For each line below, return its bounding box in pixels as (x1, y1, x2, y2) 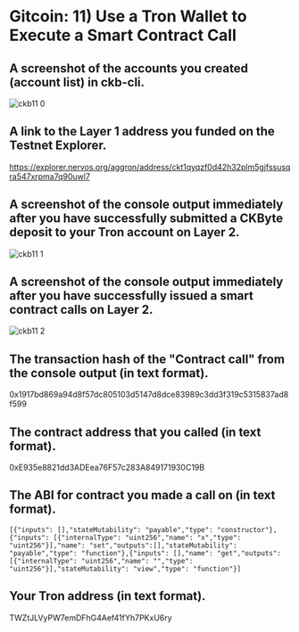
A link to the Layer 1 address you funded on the (9, 124, 275, 139)
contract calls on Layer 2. (9, 302, 154, 317)
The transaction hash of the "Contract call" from (9, 351, 286, 366)
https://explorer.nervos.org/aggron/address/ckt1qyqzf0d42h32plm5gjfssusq (9, 161, 291, 172)
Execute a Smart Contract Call (9, 25, 237, 45)
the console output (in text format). (9, 365, 209, 381)
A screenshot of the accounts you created (9, 61, 248, 76)
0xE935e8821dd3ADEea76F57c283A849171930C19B (9, 462, 205, 473)
